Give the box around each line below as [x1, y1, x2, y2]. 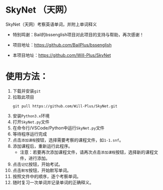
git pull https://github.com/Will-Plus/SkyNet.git [12, 104, 118, 109]
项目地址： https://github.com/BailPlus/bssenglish [12, 42, 112, 47]
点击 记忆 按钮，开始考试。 [12, 161, 63, 167]
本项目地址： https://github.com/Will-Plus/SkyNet [12, 52, 111, 58]
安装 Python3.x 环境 [12, 112, 50, 119]
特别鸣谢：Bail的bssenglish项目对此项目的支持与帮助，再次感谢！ [12, 32, 144, 37]
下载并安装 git [12, 88, 41, 94]
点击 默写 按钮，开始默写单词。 [12, 167, 72, 173]
